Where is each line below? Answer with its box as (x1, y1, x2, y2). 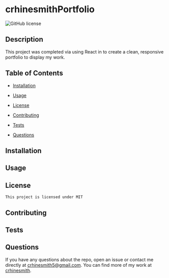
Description (5, 35, 43, 44)
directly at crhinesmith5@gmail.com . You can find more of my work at (5, 262, 152, 268)
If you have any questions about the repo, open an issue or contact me (5, 256, 154, 263)
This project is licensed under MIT (5, 194, 83, 200)
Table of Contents (5, 69, 64, 77)
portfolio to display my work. (5, 54, 65, 60)
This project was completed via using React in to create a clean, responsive (5, 48, 164, 54)
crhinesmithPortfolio (5, 4, 95, 15)
